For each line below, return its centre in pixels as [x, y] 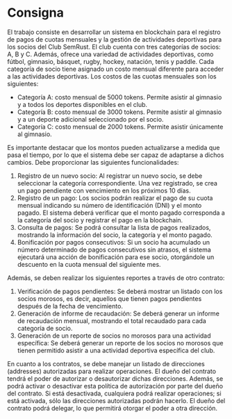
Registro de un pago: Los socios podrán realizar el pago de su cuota [115, 198]
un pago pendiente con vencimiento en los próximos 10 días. [104, 190]
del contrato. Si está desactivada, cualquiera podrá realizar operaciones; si [114, 393]
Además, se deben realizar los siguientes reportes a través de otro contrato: [116, 278]
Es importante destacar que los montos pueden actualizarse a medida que [114, 147]
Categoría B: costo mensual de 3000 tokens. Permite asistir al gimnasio [119, 112]
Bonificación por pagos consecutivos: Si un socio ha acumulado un [114, 242]
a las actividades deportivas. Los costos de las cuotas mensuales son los [112, 76]
